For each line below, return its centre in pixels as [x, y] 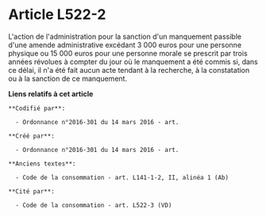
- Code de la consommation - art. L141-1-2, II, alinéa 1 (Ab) [122, 177]
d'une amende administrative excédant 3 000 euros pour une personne [125, 44]
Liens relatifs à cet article [51, 93]
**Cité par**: [32, 191]
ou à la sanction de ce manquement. [68, 78]
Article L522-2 [57, 15]
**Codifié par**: [37, 108]
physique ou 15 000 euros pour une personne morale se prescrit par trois [128, 53]
